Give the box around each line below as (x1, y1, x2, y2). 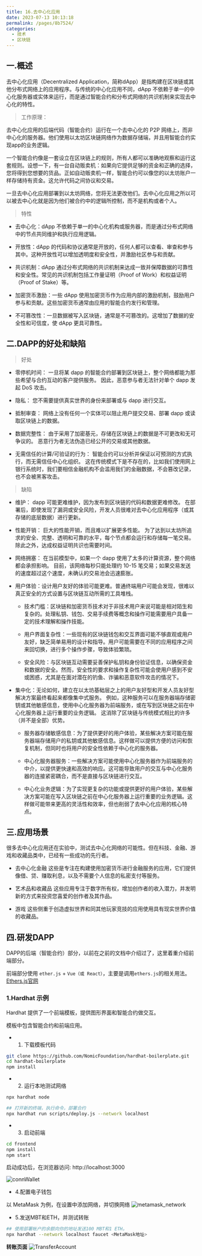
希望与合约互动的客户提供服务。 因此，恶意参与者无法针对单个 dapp (20, 376, 189, 383)
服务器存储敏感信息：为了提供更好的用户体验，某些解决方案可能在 (23, 729, 188, 736)
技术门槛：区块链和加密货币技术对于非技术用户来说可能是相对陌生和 (23, 602, 193, 610)
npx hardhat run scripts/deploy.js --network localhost (6, 1111, 149, 1117)
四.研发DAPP (6, 932, 55, 942)
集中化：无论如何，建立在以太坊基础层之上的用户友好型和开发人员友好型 (14, 686, 194, 693)
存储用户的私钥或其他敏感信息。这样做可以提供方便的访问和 (40, 737, 188, 744)
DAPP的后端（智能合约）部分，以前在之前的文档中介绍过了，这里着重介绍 (6, 949, 189, 957)
